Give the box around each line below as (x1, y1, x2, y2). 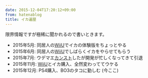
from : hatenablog (5, 12, 42, 17)
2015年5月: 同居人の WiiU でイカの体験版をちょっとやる (12, 42, 127, 48)
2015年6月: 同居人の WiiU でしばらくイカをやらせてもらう (12, 49, 131, 55)
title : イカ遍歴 (5, 17, 36, 22)
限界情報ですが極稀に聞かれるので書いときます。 (5, 31, 107, 37)
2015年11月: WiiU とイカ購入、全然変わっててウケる (12, 61, 119, 67)
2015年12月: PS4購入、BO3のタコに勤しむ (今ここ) (12, 67, 119, 73)
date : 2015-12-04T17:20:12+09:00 (5, 7, 76, 13)
